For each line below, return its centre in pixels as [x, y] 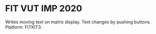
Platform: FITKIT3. [24, 27]
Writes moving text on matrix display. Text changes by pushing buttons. [78, 22]
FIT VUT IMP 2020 [44, 8]
